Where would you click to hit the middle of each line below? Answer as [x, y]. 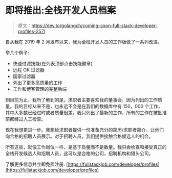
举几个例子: [17, 53]
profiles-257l [31, 31]
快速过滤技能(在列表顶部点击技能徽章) [53, 63]
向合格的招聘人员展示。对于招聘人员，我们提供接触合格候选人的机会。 [79, 136]
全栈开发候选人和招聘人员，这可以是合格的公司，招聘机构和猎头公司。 [79, 153]
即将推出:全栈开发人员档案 [61, 10]
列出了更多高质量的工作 [37, 83]
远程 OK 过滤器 [28, 70]
